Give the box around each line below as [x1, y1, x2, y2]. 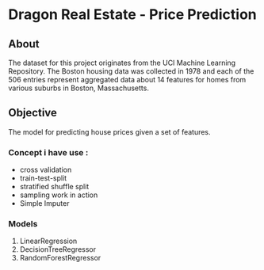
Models [8, 219, 38, 230]
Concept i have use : [8, 146, 89, 158]
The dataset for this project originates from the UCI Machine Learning [8, 58, 236, 67]
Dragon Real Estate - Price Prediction [8, 6, 257, 24]
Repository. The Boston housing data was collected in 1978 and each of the [8, 67, 254, 76]
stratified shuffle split [19, 182, 90, 192]
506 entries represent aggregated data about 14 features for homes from [8, 75, 247, 84]
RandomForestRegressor [19, 253, 101, 263]
